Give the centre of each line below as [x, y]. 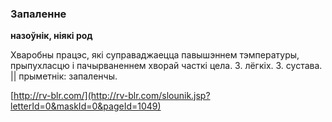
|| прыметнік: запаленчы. [64, 76]
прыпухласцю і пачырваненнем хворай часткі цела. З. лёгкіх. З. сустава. [166, 66]
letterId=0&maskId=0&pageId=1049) [86, 106]
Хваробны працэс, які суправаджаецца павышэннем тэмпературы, [155, 55]
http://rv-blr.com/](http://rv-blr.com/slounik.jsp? [112, 96]
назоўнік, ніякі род [51, 36]
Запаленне [38, 14]
